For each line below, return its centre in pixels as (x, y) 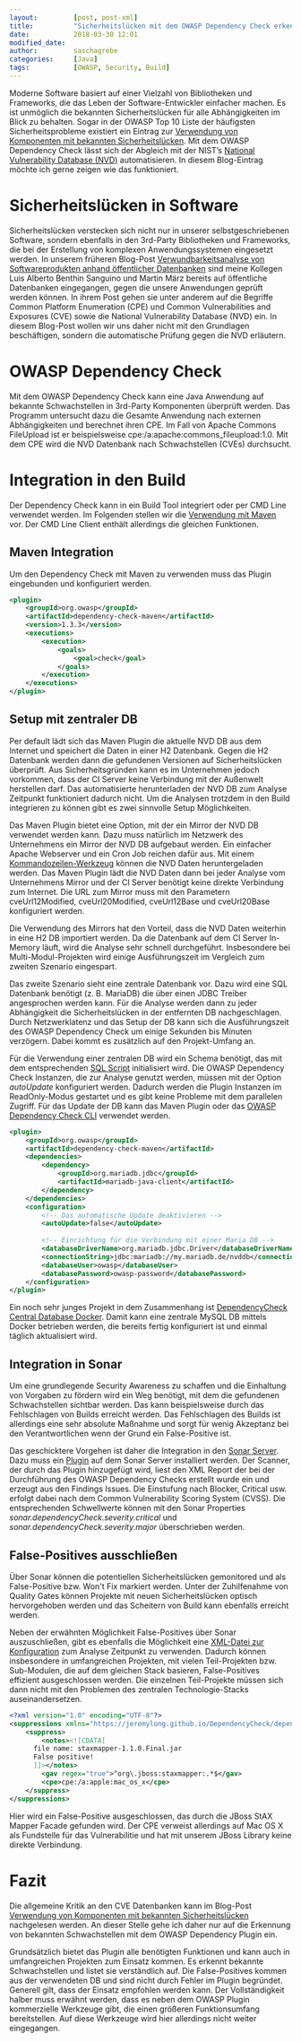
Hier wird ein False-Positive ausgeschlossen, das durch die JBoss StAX (141, 1816)
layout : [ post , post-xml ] (74, 17)
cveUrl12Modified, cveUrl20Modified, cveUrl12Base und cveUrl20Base (140, 901)
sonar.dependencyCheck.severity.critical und (93, 1517)
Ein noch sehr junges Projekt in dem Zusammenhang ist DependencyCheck (149, 1308)
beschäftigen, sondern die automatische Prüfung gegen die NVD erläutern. (148, 335)
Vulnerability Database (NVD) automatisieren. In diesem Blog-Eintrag (136, 160)
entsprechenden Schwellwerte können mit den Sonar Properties (128, 1508)
